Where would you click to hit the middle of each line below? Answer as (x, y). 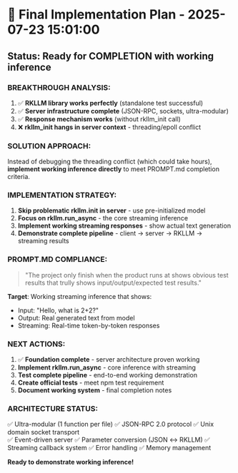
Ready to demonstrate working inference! (71, 462)
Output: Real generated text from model (76, 317)
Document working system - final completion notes (95, 390)
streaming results (43, 241)
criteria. (19, 177)
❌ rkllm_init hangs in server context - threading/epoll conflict (109, 127)
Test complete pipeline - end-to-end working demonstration (108, 375)
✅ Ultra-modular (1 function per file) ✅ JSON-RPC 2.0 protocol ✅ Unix (111, 424)
